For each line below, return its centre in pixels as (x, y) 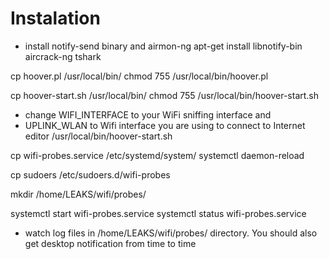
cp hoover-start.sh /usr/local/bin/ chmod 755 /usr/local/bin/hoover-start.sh (165, 95)
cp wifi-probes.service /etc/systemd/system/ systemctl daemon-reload (157, 155)
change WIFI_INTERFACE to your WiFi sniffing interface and (148, 114)
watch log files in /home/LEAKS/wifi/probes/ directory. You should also (171, 233)
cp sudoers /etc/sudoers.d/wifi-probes (90, 174)
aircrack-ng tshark (63, 56)
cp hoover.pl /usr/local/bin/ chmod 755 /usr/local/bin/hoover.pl (139, 76)
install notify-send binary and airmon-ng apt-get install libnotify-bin (163, 46)
